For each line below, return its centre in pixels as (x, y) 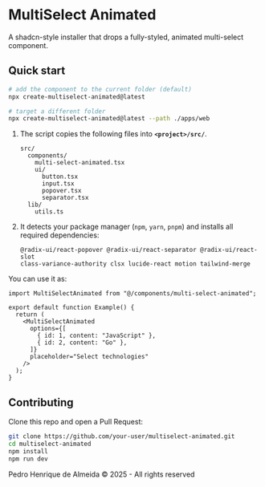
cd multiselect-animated (50, 444)
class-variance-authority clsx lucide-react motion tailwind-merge (135, 264)
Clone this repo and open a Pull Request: (75, 422)
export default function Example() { (71, 308)
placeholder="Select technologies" (89, 357)
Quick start (37, 71)
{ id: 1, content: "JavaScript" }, (97, 336)
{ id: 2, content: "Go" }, (82, 343)
